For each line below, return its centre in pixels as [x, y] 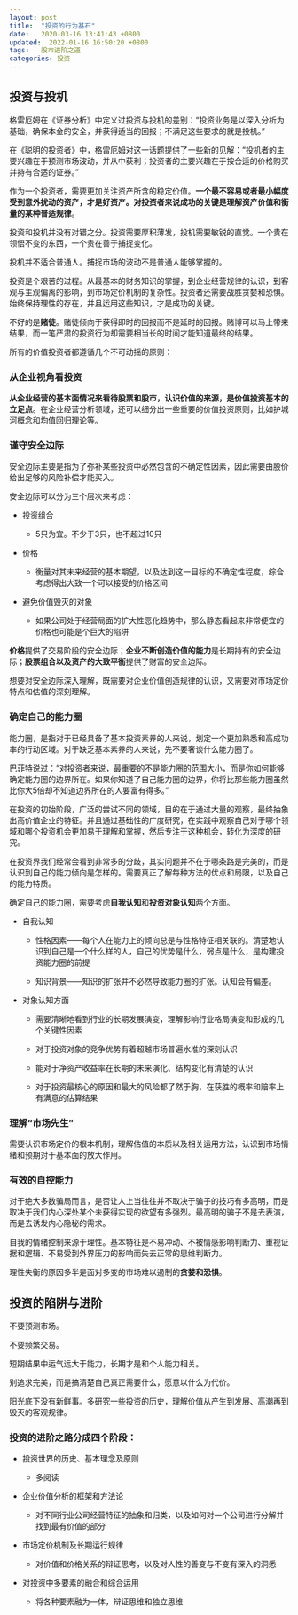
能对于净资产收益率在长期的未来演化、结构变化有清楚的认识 [144, 1067]
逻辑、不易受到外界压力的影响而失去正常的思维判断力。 [125, 1254]
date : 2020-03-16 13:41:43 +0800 [75, 34]
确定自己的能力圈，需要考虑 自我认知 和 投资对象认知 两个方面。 [122, 902]
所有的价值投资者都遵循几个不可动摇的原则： [91, 352]
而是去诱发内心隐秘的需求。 [60, 1223]
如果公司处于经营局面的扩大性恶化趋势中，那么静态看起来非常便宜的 [160, 621]
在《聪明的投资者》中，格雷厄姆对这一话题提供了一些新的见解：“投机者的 [143, 150]
